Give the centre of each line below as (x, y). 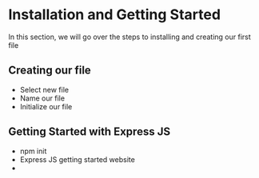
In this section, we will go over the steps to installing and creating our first (130, 37)
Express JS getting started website (78, 159)
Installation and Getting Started (115, 15)
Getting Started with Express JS (89, 132)
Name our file (42, 98)
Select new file (44, 89)
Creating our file (50, 71)
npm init (33, 151)
